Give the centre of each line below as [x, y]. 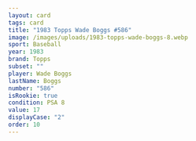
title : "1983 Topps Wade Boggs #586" [70, 30]
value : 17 [24, 110]
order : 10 [24, 125]
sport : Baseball [35, 45]
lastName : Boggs [35, 81]
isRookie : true [33, 96]
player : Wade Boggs [40, 74]
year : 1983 [26, 52]
